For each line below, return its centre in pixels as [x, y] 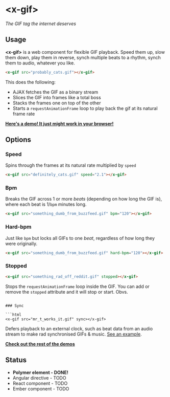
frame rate [24, 114]
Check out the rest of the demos [40, 344]
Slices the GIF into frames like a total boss [57, 97]
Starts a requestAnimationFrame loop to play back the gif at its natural [85, 108]
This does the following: [31, 82]
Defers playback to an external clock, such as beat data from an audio [79, 328]
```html [14, 315]
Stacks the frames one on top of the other [57, 103]
